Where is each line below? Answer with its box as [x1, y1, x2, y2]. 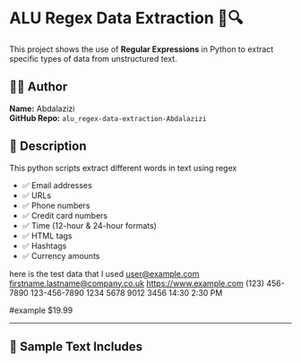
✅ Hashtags [21, 240, 67, 251]
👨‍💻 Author [9, 79, 68, 95]
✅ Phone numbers [21, 200, 90, 211]
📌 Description [9, 139, 87, 154]
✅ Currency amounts [21, 250, 100, 261]
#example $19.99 [9, 305, 73, 315]
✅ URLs [21, 190, 52, 201]
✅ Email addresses [21, 179, 92, 190]
